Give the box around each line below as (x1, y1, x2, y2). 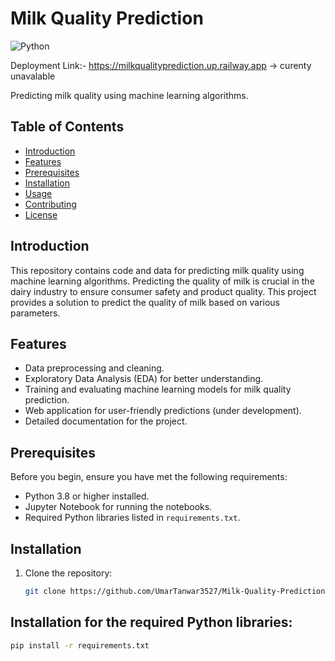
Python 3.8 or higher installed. (24, 490, 150, 502)
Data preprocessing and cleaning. (24, 362, 165, 374)
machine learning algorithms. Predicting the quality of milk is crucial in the (10, 275, 315, 287)
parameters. (10, 307, 61, 319)
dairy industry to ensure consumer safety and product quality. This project (10, 285, 317, 297)
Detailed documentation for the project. (24, 415, 188, 427)
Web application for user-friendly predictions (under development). (24, 405, 302, 417)
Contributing (24, 198, 77, 210)
